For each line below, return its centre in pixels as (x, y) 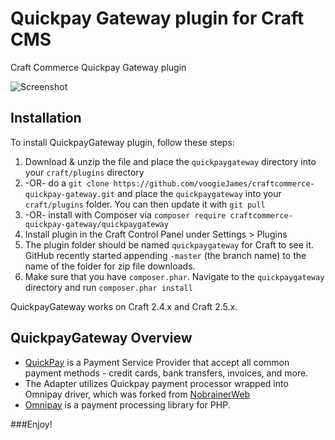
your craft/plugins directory (84, 172)
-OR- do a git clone (67, 183)
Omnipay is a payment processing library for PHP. (127, 404)
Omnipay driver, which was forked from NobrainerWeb (137, 394)
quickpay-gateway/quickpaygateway (96, 224)
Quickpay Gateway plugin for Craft (157, 18)
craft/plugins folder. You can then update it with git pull (145, 204)
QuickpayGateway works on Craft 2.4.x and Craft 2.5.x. (124, 306)
